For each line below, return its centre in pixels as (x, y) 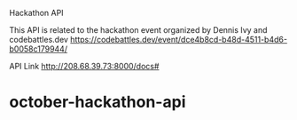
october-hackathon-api (98, 102)
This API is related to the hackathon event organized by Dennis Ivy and (138, 30)
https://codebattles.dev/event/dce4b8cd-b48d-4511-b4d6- (179, 40)
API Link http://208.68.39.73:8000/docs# (84, 66)
